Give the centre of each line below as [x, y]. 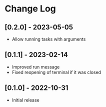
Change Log [30, 9]
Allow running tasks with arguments [49, 39]
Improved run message [36, 67]
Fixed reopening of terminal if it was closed [56, 72]
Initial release [25, 100]
